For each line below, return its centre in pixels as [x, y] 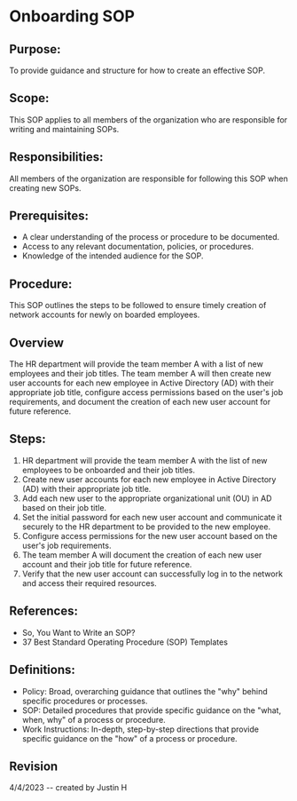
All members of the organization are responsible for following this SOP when [148, 178]
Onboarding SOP [72, 16]
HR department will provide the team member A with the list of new [145, 460]
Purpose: [35, 49]
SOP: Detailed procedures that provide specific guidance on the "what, [152, 710]
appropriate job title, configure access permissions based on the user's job [146, 393]
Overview [37, 342]
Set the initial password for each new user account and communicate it [152, 517]
